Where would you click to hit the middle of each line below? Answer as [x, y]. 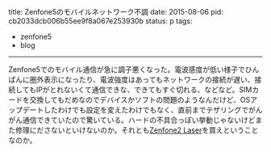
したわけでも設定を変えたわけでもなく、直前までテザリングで [146, 110]
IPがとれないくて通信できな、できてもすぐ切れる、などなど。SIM [144, 90]
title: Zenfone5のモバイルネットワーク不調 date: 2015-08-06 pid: [116, 12]
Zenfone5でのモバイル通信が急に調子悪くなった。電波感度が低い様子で [127, 70]
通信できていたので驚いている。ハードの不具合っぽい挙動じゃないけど [139, 120]
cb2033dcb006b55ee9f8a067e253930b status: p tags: [100, 21]
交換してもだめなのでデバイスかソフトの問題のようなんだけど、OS [140, 100]
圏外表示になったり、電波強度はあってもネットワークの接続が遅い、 [142, 80]
